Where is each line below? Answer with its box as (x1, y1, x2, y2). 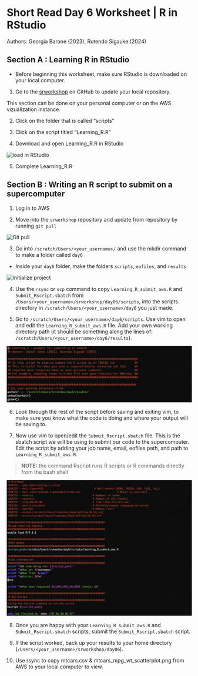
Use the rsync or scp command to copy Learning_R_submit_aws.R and (15, 285, 183, 292)
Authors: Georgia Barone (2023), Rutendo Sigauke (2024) (6, 38, 146, 45)
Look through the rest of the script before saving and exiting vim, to (15, 408, 179, 415)
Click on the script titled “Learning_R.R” (15, 128, 111, 135)
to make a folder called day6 (15, 251, 83, 258)
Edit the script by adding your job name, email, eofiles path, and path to (15, 444, 189, 451)
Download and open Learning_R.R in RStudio (15, 140, 124, 147)
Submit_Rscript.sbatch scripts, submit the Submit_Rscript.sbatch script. (15, 628, 190, 635)
